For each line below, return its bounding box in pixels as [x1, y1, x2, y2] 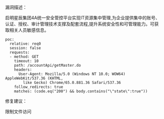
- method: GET [9, 54, 39, 59]
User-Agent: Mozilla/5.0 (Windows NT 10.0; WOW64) [18, 72, 126, 77]
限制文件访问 [5, 109, 31, 115]
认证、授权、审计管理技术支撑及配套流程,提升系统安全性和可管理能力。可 [5, 21, 155, 27]
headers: [14, 67, 32, 72]
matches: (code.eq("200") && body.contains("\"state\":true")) [14, 89, 148, 94]
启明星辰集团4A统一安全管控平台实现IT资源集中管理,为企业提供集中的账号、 [5, 15, 160, 21]
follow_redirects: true [14, 84, 64, 89]
